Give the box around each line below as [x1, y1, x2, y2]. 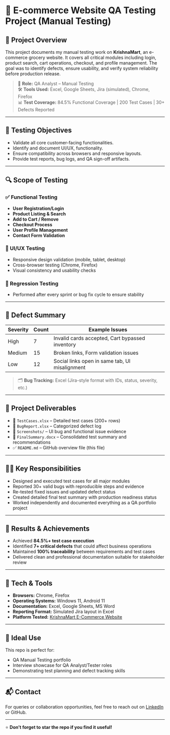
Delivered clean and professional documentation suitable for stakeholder [12, 554, 164, 560]
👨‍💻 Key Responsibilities [5, 465, 81, 473]
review [12, 559, 27, 566]
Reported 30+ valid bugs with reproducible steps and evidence [12, 483, 144, 489]
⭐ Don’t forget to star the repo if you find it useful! [5, 724, 112, 730]
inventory [53, 341, 76, 348]
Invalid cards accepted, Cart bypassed [53, 334, 145, 342]
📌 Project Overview [5, 36, 67, 44]
